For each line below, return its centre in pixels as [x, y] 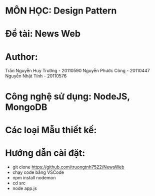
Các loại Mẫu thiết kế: [51, 130]
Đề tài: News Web [43, 34]
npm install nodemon [34, 177]
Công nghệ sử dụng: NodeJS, [67, 96]
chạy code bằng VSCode [38, 172]
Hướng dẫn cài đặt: [45, 153]
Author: [22, 57]
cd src [19, 183]
